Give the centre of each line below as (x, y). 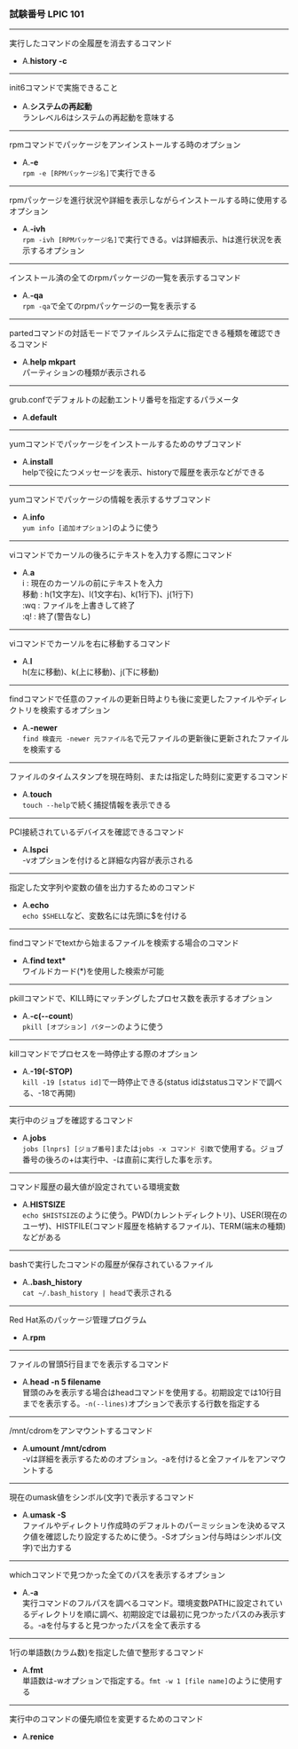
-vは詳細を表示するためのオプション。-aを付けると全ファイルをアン (146, 1459)
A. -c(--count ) (47, 1016)
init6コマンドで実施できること (64, 88)
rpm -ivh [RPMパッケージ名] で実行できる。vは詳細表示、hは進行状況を (148, 239)
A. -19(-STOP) (47, 1071)
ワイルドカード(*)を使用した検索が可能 (93, 971)
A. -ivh (34, 229)
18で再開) (59, 1094)
